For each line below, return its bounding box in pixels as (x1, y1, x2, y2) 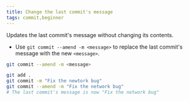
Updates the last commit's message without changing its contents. (6, 31, 174, 38)
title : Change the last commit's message (6, 9, 113, 15)
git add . (6, 72, 32, 78)
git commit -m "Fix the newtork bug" (6, 78, 102, 84)
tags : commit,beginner (6, 15, 64, 21)
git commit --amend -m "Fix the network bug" (6, 83, 124, 90)
